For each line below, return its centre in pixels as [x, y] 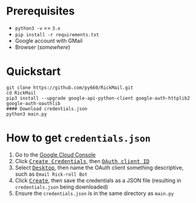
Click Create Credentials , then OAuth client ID [82, 161]
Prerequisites [41, 11]
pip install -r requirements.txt [57, 34]
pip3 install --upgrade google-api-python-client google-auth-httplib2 [98, 98]
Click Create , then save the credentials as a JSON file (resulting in [98, 180]
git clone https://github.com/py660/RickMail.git [70, 88]
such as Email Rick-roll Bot [51, 174]
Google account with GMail [49, 40]
